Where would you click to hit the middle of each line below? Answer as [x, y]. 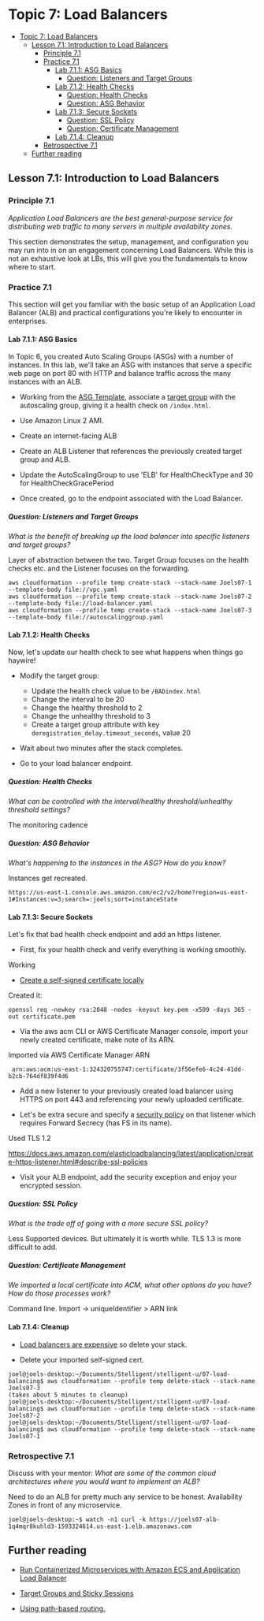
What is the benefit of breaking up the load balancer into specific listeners [129, 537]
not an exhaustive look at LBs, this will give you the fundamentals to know [128, 258]
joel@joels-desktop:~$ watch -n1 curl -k [77, 1519]
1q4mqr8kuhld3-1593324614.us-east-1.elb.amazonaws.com [100, 1526]
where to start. [32, 266]
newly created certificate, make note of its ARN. [97, 1040]
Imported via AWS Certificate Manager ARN [79, 1055]
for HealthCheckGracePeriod [67, 483]
